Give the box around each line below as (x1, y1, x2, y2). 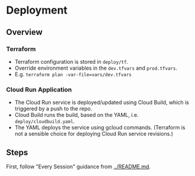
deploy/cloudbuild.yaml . (14, 118, 75, 125)
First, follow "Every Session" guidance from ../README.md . (6, 163, 151, 170)
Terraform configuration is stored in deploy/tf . (14, 58, 128, 65)
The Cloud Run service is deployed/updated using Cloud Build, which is (14, 99, 189, 106)
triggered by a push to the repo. (14, 105, 93, 112)
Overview (6, 27, 43, 37)
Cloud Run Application (6, 85, 72, 93)
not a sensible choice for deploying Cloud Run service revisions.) (14, 131, 173, 138)
